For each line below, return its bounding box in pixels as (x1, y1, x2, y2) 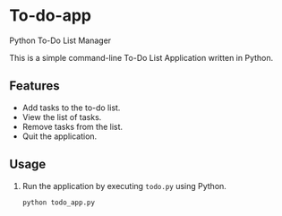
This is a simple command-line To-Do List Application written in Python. (9, 52, 274, 63)
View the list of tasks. (21, 111, 102, 122)
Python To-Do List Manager (9, 35, 112, 46)
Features (9, 78, 60, 94)
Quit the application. (21, 131, 98, 142)
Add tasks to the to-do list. (21, 102, 121, 113)
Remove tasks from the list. (21, 121, 124, 132)
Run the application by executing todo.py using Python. (21, 180, 226, 191)
